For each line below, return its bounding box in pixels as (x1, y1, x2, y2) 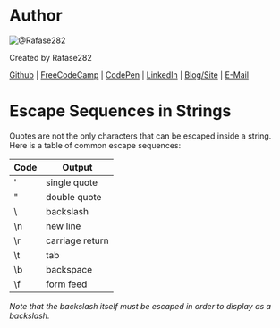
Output (62, 161, 93, 173)
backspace (46, 263, 92, 275)
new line (46, 220, 81, 232)
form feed (46, 278, 88, 290)
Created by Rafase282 (9, 52, 92, 63)
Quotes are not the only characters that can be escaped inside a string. (9, 130, 272, 141)
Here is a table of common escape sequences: (9, 139, 182, 150)
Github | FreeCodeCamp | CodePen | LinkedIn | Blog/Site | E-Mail (9, 69, 249, 80)
